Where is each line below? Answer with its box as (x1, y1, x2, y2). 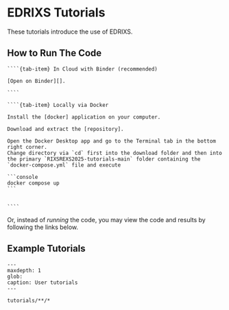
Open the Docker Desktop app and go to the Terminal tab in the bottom (7, 137, 216, 145)
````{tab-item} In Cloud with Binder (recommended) (7, 65, 158, 73)
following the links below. (7, 223, 79, 231)
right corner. (7, 143, 48, 150)
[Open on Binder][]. (7, 77, 67, 84)
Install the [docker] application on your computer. (7, 113, 161, 121)
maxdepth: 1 (7, 267, 41, 274)
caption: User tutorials (7, 279, 78, 286)
